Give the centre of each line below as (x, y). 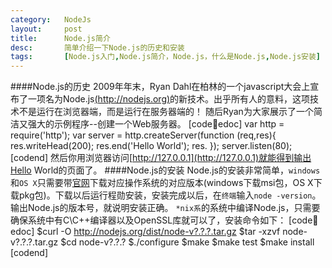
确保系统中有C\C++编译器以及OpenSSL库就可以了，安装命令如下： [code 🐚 (164, 220)
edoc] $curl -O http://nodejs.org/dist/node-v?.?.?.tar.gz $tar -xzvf (145, 232)
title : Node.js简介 (60, 38)
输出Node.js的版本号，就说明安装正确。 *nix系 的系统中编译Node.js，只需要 (165, 208)
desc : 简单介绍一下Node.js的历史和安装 (97, 47)
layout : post (46, 29)
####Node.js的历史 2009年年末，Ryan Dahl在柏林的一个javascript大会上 (160, 87)
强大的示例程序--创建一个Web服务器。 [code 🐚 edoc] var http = (156, 124)
